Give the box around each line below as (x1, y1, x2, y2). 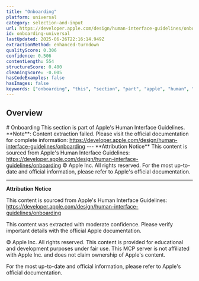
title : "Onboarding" (6, 8, 57, 15)
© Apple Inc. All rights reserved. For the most (62, 162, 174, 169)
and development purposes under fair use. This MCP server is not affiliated (6, 245, 190, 252)
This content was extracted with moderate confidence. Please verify (6, 220, 173, 228)
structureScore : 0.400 (6, 64, 62, 70)
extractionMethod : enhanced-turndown (6, 42, 99, 48)
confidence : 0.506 (6, 53, 52, 59)
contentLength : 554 (6, 58, 54, 64)
